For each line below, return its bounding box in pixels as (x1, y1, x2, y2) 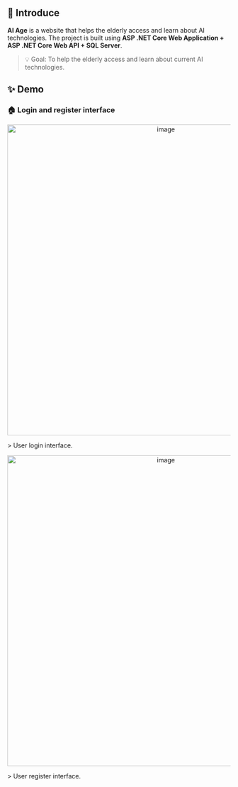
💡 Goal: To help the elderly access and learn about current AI (24, 55, 203, 63)
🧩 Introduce (7, 7, 60, 19)
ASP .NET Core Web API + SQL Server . (7, 40, 123, 50)
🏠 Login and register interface (7, 105, 115, 115)
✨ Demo (7, 83, 44, 96)
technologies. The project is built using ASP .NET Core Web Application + (7, 33, 225, 42)
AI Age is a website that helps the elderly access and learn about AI (7, 26, 205, 34)
